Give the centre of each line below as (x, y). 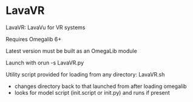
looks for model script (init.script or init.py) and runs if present (92, 92)
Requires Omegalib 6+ (34, 39)
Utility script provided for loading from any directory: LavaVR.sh (85, 74)
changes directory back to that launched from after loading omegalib (100, 86)
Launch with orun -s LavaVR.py (45, 63)
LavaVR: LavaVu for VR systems (46, 27)
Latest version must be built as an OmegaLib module (71, 51)
